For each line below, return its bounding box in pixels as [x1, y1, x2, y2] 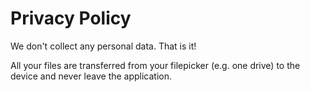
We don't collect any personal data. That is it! [10, 40, 197, 52]
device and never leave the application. [10, 70, 173, 82]
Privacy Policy [10, 7, 132, 30]
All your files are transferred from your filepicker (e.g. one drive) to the [10, 59, 301, 71]
